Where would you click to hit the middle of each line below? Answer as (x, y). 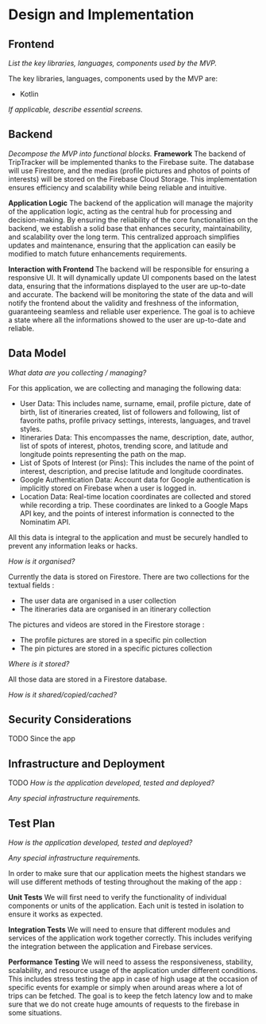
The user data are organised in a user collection (98, 600)
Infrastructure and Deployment (87, 763)
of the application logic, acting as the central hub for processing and (120, 211)
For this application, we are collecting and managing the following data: (125, 388)
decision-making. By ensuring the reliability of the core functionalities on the (133, 220)
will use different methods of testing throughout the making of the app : (125, 882)
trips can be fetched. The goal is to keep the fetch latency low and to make (131, 996)
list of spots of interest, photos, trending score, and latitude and (124, 446)
